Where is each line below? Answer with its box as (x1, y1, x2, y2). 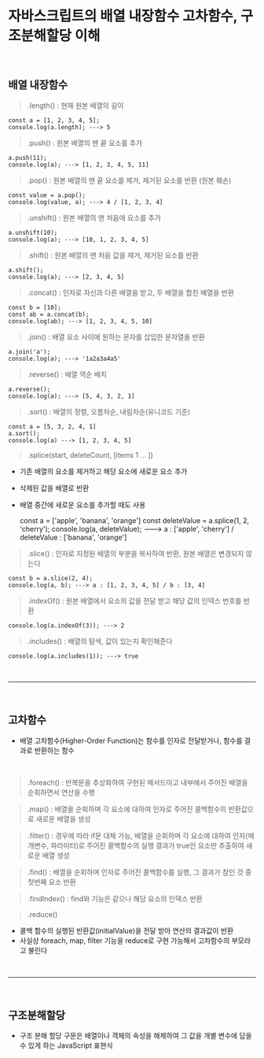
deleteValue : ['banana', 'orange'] (19, 533, 127, 542)
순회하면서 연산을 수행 (27, 787, 96, 796)
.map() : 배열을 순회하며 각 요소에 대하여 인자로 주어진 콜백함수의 (27, 804, 227, 814)
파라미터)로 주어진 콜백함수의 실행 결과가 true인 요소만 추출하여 (50, 841, 245, 850)
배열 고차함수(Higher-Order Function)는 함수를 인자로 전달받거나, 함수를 (19, 736, 243, 745)
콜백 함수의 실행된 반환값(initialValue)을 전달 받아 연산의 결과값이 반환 (19, 926, 234, 935)
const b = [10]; (8, 303, 61, 311)
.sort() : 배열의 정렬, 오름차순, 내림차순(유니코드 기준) (27, 406, 191, 416)
